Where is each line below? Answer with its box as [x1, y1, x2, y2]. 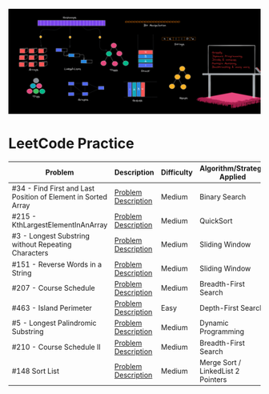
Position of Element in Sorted [11, 191, 108, 201]
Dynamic [199, 318, 230, 328]
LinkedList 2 [199, 366, 240, 376]
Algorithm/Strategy [199, 163, 267, 173]
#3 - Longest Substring [11, 231, 90, 241]
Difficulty [161, 167, 194, 177]
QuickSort [199, 215, 233, 225]
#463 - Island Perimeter [11, 303, 92, 312]
